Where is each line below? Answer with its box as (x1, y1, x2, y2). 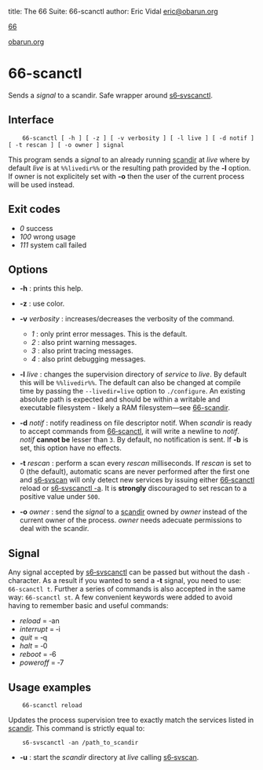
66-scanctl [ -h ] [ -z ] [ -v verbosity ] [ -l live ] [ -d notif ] (22, 134, 255, 142)
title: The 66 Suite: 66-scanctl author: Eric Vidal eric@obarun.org (8, 7, 218, 16)
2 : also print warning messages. (31, 338, 137, 347)
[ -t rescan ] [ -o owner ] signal (8, 141, 125, 148)
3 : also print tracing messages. (31, 346, 133, 356)
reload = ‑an (19, 616, 60, 625)
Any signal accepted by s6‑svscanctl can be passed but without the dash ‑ (8, 567, 251, 577)
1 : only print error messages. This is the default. (31, 329, 188, 339)
